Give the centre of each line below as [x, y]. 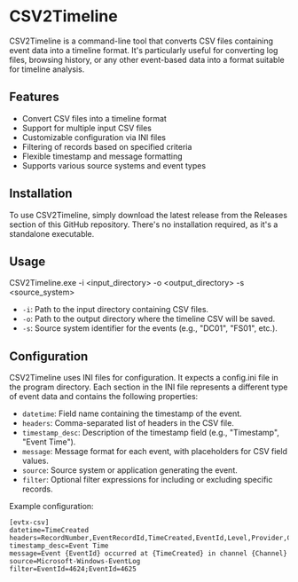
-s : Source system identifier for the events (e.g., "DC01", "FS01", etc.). [149, 328]
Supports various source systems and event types [114, 165]
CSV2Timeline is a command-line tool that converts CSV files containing [141, 41]
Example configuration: [52, 507]
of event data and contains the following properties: [104, 397]
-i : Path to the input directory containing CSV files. [115, 310]
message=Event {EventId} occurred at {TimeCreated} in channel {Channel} [149, 554]
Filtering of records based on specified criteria [107, 146]
